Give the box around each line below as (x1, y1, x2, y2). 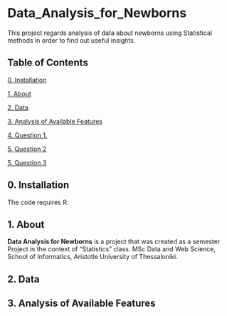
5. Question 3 (7, 158, 47, 167)
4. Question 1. (7, 130, 48, 139)
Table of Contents (7, 57, 89, 69)
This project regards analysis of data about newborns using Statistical (7, 28, 212, 37)
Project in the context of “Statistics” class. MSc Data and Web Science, (7, 245, 216, 253)
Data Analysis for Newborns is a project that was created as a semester (7, 237, 221, 246)
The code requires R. (7, 198, 69, 206)
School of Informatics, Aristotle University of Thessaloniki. (7, 253, 178, 261)
